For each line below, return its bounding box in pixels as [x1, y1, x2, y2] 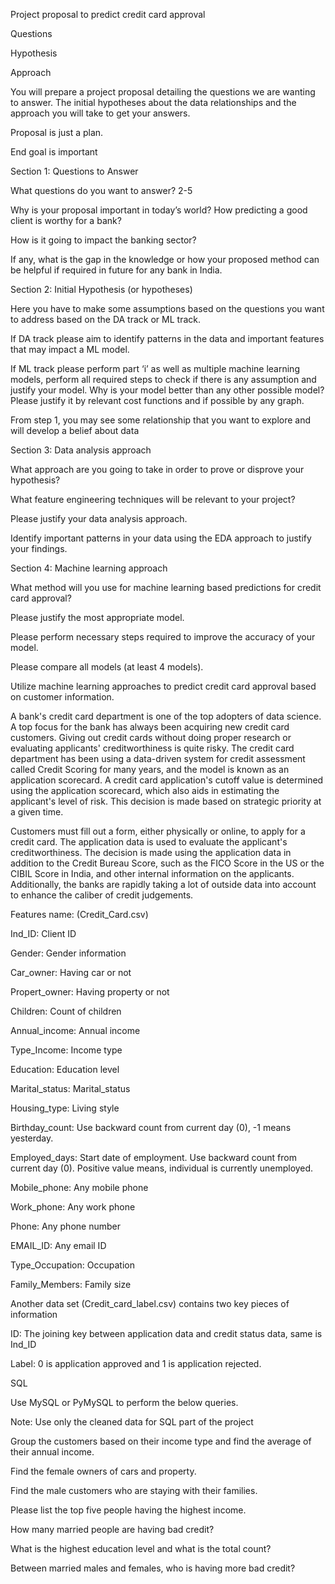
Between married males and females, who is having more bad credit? [10, 1562, 296, 1574]
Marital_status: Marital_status [10, 1083, 131, 1094]
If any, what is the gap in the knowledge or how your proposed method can [10, 254, 320, 265]
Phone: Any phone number [10, 1220, 121, 1232]
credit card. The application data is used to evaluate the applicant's [10, 836, 288, 848]
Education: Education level [10, 1064, 120, 1075]
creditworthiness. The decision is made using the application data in [10, 847, 292, 858]
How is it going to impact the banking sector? [10, 234, 197, 246]
